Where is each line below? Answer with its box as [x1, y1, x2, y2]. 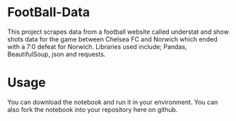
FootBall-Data [7, 4, 90, 20]
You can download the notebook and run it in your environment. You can [7, 98, 218, 106]
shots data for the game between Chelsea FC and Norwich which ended [7, 34, 218, 43]
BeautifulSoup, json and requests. [7, 50, 106, 58]
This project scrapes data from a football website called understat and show [7, 27, 230, 36]
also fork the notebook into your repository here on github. [7, 105, 178, 113]
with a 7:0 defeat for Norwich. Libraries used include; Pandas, [7, 42, 187, 51]
